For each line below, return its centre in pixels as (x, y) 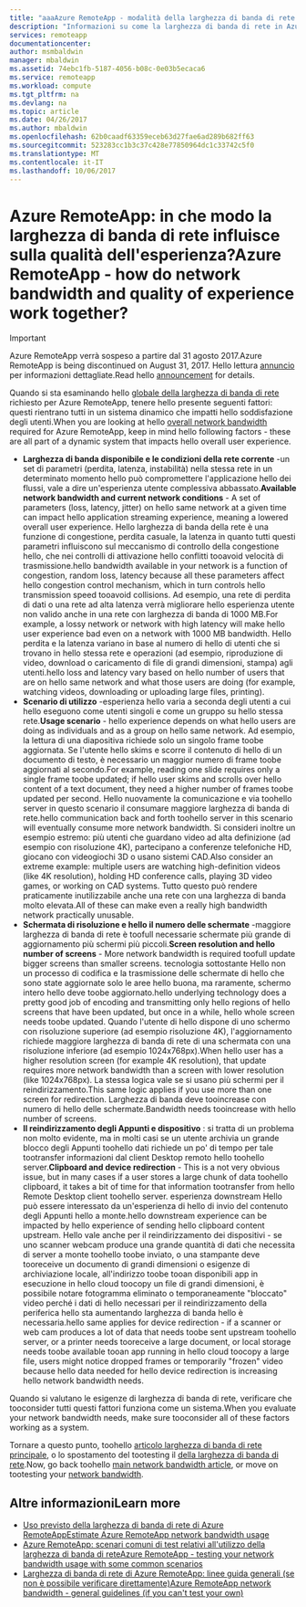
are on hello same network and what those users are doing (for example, (159, 682)
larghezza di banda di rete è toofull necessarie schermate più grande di (157, 935)
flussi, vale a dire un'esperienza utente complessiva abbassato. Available (159, 488)
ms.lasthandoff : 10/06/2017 (63, 171)
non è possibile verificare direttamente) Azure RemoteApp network (147, 1583)
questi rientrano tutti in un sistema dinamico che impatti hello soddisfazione (151, 413)
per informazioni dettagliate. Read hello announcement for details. (132, 375)
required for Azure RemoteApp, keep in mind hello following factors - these (150, 432)
